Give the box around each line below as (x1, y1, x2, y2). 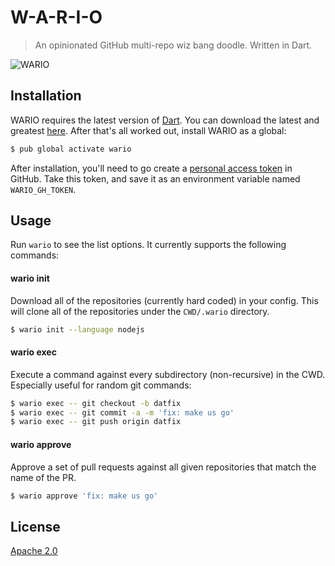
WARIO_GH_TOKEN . (10, 183, 77, 195)
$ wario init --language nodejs (10, 324, 145, 335)
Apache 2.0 (10, 545, 58, 557)
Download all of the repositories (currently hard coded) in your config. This (10, 294, 319, 306)
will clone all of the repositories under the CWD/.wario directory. (10, 305, 270, 317)
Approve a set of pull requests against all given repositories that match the (10, 461, 317, 473)
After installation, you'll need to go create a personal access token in (10, 162, 293, 174)
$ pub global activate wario (10, 144, 132, 154)
